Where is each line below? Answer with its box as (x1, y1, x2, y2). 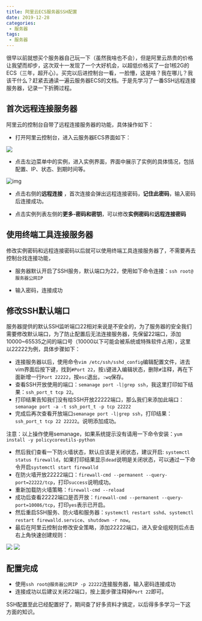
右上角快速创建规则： (14, 532, 68, 539)
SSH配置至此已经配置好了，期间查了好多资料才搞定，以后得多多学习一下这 (6, 601, 191, 608)
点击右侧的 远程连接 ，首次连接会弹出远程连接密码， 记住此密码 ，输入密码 (14, 189, 196, 197)
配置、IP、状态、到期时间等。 (14, 165, 89, 173)
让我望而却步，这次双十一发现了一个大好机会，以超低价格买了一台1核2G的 (6, 62, 189, 69)
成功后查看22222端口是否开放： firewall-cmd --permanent (14, 494, 159, 501)
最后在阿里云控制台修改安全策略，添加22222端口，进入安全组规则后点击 (14, 524, 195, 531)
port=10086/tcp (14, 502, 54, 509)
